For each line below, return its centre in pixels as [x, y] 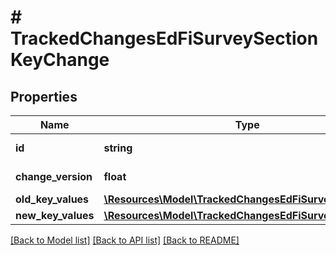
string [118, 148]
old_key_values [52, 199]
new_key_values [55, 215]
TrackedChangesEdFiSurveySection [164, 38]
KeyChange [60, 60]
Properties [44, 96]
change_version [54, 176]
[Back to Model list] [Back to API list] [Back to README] [125, 240]
